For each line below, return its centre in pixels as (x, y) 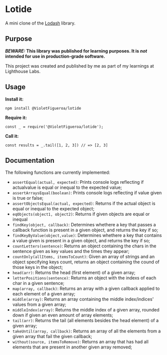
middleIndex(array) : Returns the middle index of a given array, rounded (86, 310)
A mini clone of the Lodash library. (40, 23)
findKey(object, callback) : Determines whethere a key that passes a (84, 225)
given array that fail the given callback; (52, 336)
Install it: (14, 99)
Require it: (16, 117)
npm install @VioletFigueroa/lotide (43, 108)
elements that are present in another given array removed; (72, 347)
